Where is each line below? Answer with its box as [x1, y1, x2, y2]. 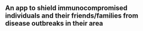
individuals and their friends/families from [5, 12, 139, 20]
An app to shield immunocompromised [5, 4, 128, 12]
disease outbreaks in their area [5, 19, 103, 28]
